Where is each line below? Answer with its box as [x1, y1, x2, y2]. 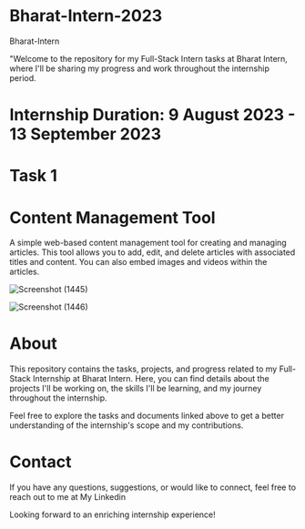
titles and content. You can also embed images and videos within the [9, 257, 268, 268]
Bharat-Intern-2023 [9, 5, 163, 26]
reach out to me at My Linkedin [9, 492, 126, 503]
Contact [9, 452, 72, 473]
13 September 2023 [9, 124, 162, 145]
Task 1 [9, 166, 57, 187]
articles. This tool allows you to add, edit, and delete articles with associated [9, 247, 296, 258]
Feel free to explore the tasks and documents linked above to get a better [9, 411, 285, 422]
